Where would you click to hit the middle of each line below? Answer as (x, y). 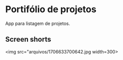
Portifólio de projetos (51, 9)
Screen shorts (28, 39)
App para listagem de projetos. (38, 23)
